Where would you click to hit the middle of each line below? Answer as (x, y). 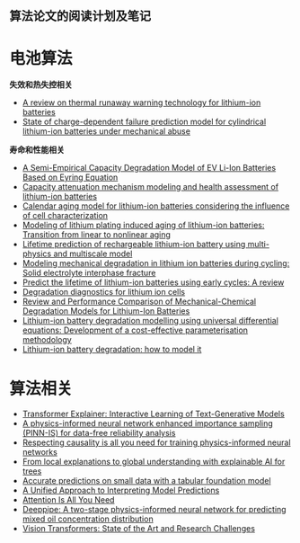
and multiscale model (93, 254)
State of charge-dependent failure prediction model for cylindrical (144, 122)
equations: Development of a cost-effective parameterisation (135, 330)
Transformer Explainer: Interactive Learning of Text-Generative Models (153, 414)
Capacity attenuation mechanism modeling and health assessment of (150, 187)
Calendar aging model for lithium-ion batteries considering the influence (156, 206)
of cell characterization (65, 216)
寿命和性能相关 (37, 150)
